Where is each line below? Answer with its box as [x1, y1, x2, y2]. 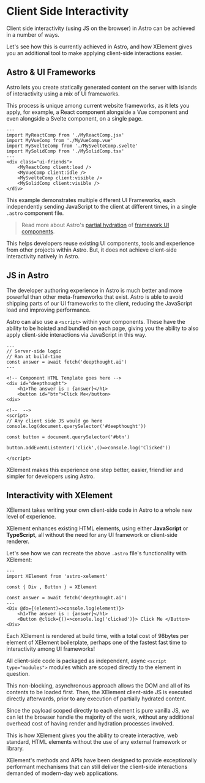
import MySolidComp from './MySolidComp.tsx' [6, 148, 124, 154]
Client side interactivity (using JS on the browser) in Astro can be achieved [6, 24, 195, 32]
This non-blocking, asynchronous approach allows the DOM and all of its [6, 682, 190, 689]
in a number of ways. [6, 31, 60, 38]
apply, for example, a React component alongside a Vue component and [6, 108, 188, 116]
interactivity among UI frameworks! [6, 645, 95, 653]
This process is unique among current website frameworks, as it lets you [6, 102, 190, 109]
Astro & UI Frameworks [6, 67, 96, 78]
